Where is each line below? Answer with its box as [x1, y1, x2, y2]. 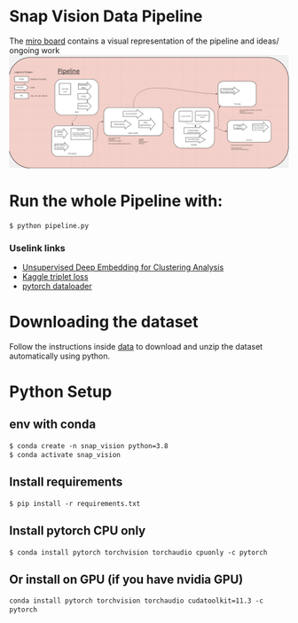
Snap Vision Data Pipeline [9, 6, 203, 27]
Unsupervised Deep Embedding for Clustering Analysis [21, 262, 224, 272]
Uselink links [9, 241, 67, 254]
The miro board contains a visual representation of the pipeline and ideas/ [9, 35, 279, 46]
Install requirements [9, 475, 123, 490]
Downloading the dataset [9, 312, 199, 332]
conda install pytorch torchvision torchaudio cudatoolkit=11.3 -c [9, 596, 264, 605]
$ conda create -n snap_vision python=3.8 [9, 441, 169, 450]
